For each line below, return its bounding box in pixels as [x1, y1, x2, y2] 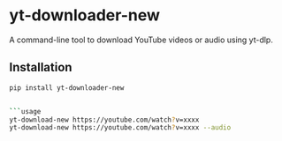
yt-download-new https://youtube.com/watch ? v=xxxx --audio [9, 123, 232, 132]
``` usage [9, 107, 42, 115]
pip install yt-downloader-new [9, 83, 125, 93]
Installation [9, 60, 72, 75]
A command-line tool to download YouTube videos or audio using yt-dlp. [9, 34, 274, 45]
